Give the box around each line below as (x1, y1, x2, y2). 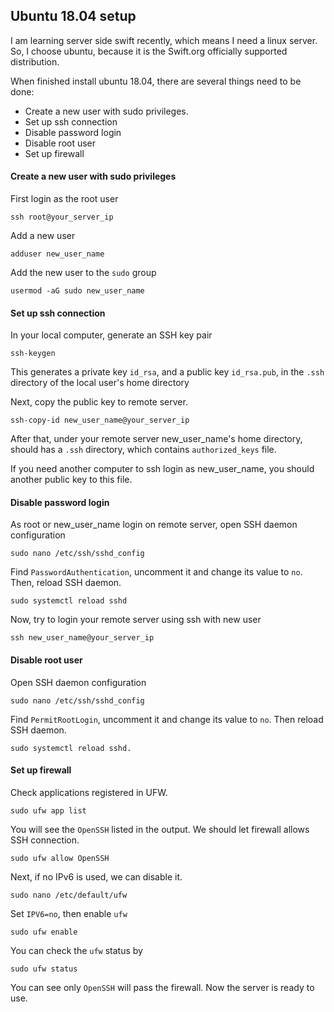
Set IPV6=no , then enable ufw (10, 907, 128, 919)
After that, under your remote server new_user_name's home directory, (10, 433, 303, 445)
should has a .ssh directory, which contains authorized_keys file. (10, 444, 277, 456)
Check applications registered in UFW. (10, 786, 168, 798)
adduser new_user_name (10, 249, 105, 259)
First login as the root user (10, 193, 119, 205)
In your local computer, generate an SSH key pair (10, 329, 213, 341)
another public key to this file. (10, 474, 133, 486)
